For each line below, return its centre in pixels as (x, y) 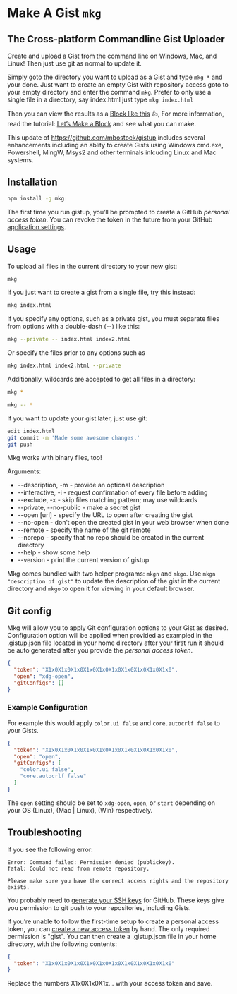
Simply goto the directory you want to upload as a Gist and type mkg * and (115, 77)
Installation (32, 182)
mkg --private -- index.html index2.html (69, 339)
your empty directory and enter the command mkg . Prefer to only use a (109, 92)
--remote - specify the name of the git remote (84, 530)
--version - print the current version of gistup (83, 560)
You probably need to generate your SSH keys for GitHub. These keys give (116, 900)
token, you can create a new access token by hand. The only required (109, 928)
